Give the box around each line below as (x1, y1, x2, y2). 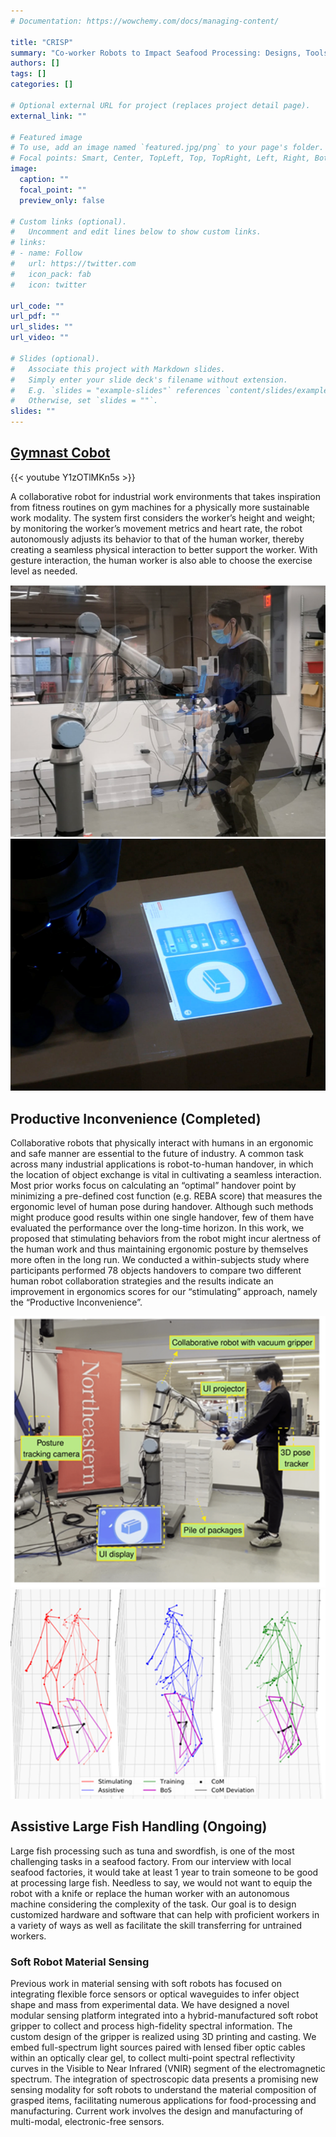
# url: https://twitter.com (10, 259, 137, 269)
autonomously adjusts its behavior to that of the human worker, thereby (10, 533, 305, 545)
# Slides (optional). (10, 353, 101, 364)
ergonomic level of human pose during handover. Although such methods (10, 1201, 314, 1212)
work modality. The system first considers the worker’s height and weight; (10, 511, 316, 524)
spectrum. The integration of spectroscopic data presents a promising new (10, 2073, 319, 2085)
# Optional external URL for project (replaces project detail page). (10, 100, 311, 110)
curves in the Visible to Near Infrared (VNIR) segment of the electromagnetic (10, 2063, 326, 2075)
